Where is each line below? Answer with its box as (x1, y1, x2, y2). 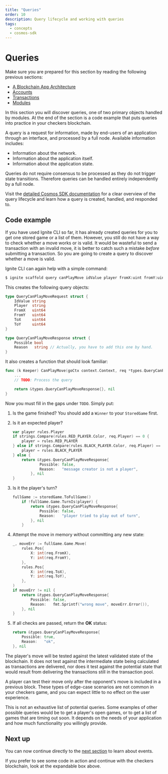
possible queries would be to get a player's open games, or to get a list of (5, 709, 157, 715)
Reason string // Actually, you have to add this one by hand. (14, 345, 153, 350)
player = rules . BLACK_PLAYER (21, 448, 82, 453)
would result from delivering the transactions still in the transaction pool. (5, 669, 154, 675)
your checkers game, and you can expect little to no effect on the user (5, 689, 150, 695)
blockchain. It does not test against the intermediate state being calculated (5, 658, 159, 664)
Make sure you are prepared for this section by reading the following (5, 69, 146, 75)
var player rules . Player (12, 429, 64, 435)
